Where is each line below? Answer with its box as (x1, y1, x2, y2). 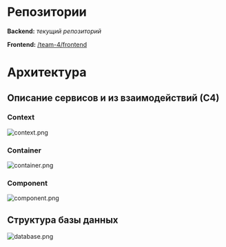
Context (7, 112, 35, 122)
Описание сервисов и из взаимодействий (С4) (7, 92, 220, 103)
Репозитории (7, 4, 88, 20)
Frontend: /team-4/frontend (7, 40, 88, 48)
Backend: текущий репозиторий (7, 27, 102, 35)
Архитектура (7, 65, 88, 80)
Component (7, 179, 48, 188)
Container (7, 146, 41, 155)
